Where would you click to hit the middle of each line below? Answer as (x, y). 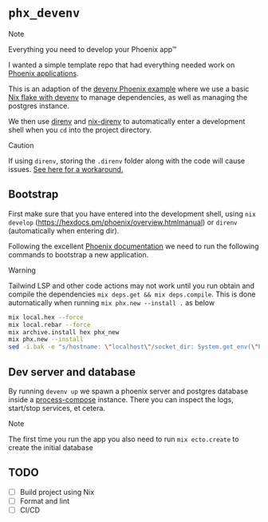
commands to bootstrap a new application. (79, 254)
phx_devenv (44, 13)
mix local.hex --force (46, 317)
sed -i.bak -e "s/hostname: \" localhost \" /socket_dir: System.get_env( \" (134, 347)
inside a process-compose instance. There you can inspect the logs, (121, 399)
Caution (21, 145)
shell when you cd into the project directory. (80, 130)
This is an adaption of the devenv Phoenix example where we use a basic (129, 89)
